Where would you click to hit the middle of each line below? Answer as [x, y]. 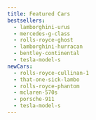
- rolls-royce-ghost [43, 40]
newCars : [20, 66]
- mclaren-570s [36, 92]
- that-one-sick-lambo [47, 79]
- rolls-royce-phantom [47, 86]
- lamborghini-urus [42, 27]
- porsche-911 [34, 100]
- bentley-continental [47, 54]
